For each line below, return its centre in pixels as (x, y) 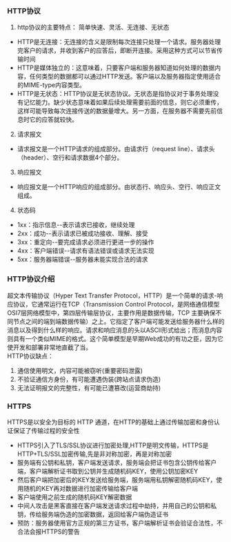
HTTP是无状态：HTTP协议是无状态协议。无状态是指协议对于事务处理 (115, 94)
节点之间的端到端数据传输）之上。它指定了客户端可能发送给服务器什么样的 (119, 321)
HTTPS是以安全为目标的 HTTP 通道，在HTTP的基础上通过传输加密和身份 (111, 422)
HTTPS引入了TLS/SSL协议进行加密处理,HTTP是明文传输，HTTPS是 (113, 445)
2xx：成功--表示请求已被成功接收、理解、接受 (82, 233)
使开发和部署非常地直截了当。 (49, 347)
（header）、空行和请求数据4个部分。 (70, 157)
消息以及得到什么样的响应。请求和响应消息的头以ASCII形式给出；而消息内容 (115, 330)
